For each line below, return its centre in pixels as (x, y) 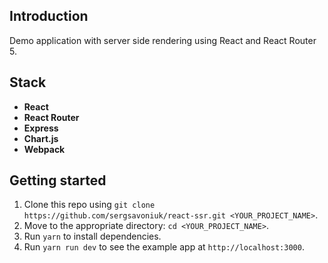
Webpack (44, 149)
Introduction (49, 16)
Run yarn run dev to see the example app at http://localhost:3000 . (164, 247)
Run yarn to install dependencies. (92, 236)
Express (41, 128)
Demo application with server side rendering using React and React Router (163, 40)
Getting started (58, 180)
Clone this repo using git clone (89, 205)
